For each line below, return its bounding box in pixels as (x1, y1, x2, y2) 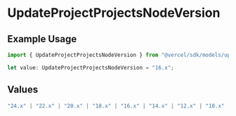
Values (7, 84, 39, 96)
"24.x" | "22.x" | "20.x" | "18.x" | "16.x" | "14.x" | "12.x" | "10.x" (7, 102, 225, 110)
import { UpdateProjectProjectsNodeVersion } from (7, 51, 159, 58)
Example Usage (7, 33, 77, 45)
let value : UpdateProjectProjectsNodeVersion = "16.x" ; (7, 64, 174, 71)
